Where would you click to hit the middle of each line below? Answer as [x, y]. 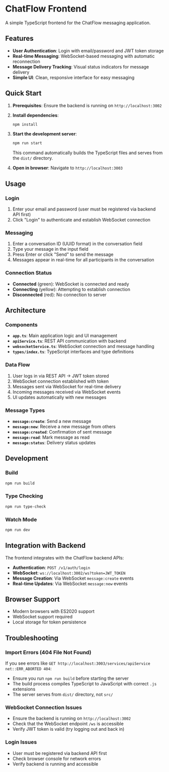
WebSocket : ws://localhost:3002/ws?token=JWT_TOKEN [69, 573]
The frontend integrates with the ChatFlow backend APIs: [65, 557]
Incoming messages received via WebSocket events [66, 392]
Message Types [25, 410]
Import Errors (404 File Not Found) [48, 652]
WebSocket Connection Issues [44, 708]
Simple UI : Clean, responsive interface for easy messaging [73, 77]
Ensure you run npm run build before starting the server [71, 678]
